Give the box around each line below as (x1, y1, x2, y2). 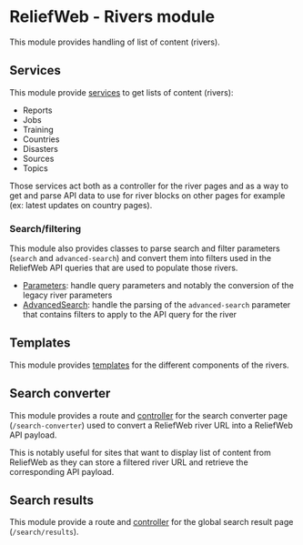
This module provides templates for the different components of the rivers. (9, 359, 289, 370)
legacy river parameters (22, 289, 113, 301)
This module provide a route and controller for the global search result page (9, 517, 294, 528)
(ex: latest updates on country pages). (9, 199, 153, 210)
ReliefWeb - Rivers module (9, 6, 216, 27)
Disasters (22, 143, 59, 154)
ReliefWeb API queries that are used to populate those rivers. (9, 262, 238, 274)
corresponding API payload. (9, 466, 115, 477)
